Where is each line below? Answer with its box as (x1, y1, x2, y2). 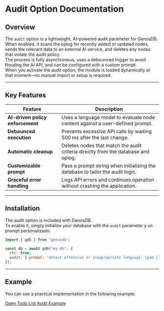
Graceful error (7, 176, 41, 183)
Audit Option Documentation (5, 3, 124, 15)
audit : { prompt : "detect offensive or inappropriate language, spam (9, 255, 154, 260)
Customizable (7, 162, 41, 169)
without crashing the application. (61, 182, 137, 189)
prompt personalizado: (5, 228, 51, 234)
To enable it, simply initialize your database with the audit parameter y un (5, 222, 153, 228)
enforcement (7, 120, 39, 127)
